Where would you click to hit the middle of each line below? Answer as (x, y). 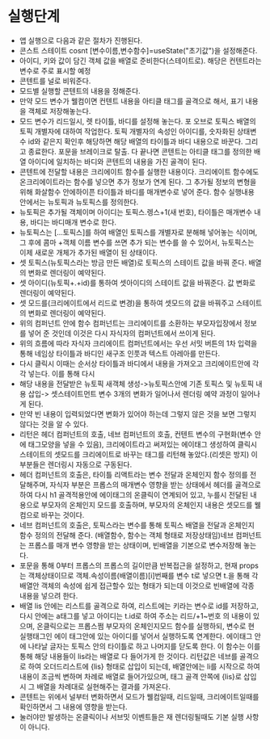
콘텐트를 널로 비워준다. (55, 81)
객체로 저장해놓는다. (59, 111)
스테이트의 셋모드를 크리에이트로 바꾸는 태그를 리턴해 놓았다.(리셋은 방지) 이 (138, 454)
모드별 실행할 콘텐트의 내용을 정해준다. (80, 90)
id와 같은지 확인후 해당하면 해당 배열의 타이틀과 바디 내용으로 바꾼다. (135, 141)
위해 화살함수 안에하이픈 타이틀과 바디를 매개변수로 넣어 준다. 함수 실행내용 (137, 191)
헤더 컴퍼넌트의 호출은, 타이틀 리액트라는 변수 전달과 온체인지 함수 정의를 (133, 474)
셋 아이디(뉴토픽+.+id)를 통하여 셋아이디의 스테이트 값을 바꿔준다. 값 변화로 (137, 283)
